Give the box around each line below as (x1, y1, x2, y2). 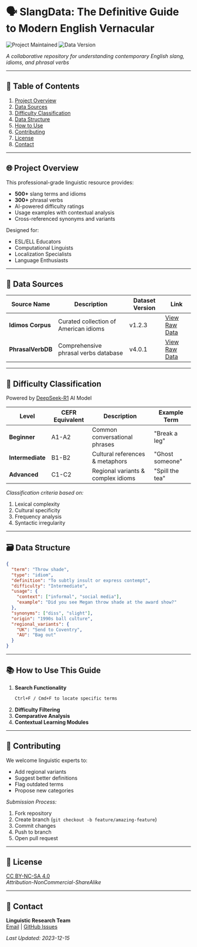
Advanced (9, 471, 39, 479)
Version (133, 304, 156, 312)
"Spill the (154, 467, 179, 475)
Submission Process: (6, 798, 57, 805)
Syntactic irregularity (14, 519, 66, 526)
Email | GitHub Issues (6, 924, 57, 931)
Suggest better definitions (14, 774, 78, 781)
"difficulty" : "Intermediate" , (11, 583, 88, 589)
